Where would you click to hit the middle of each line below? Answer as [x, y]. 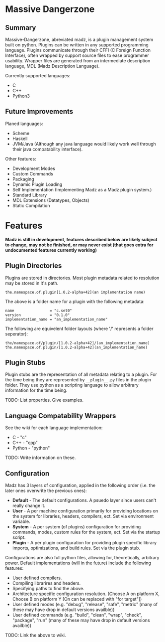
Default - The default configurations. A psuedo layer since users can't [84, 500]
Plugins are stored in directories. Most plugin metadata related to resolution [82, 278]
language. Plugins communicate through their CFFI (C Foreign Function [78, 50]
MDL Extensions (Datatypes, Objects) [51, 200]
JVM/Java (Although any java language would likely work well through [84, 144]
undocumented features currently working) [51, 250]
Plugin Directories [34, 266]
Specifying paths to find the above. [48, 588]
